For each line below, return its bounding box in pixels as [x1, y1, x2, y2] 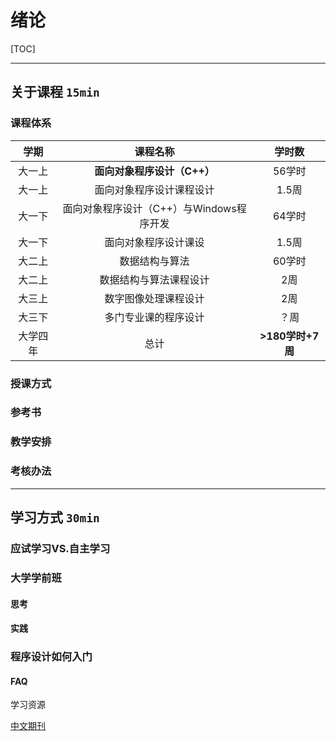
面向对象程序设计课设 [104, 235, 205, 249]
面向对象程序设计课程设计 [94, 182, 215, 196]
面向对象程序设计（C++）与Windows [62, 201, 237, 215]
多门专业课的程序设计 [104, 310, 205, 324]
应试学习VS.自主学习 [10, 542, 111, 555]
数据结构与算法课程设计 [99, 272, 210, 286]
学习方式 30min [10, 509, 100, 526]
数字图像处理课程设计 [104, 291, 205, 305]
